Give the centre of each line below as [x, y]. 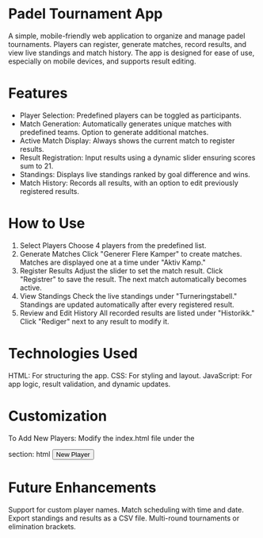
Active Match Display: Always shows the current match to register [127, 141]
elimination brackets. [42, 526]
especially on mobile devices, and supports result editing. [102, 61]
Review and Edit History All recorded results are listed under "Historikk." [137, 313]
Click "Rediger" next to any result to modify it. [94, 321]
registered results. [50, 191]
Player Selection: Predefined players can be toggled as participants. [130, 115]
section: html [29, 454]
